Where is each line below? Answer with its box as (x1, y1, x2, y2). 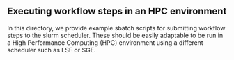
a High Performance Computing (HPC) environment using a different (7, 38, 203, 47)
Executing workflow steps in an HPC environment (7, 6, 227, 17)
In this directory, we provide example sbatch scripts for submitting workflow (7, 23, 226, 32)
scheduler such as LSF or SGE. (7, 46, 96, 54)
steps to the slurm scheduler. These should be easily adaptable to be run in (7, 31, 224, 39)
